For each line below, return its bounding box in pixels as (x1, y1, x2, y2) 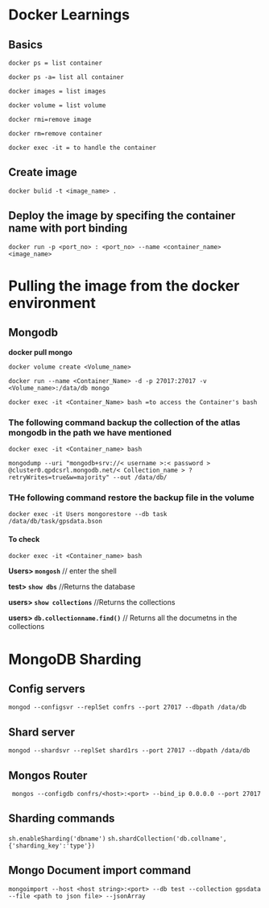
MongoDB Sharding (8, 650, 143, 669)
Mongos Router (8, 768, 88, 782)
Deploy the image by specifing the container (8, 209, 236, 223)
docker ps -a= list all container (8, 73, 125, 81)
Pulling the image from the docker (8, 277, 240, 295)
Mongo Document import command (8, 864, 192, 877)
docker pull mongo (8, 347, 72, 356)
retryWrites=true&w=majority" (8, 473, 110, 481)
